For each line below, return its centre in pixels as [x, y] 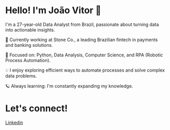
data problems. [21, 76]
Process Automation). [28, 60]
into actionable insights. [30, 29]
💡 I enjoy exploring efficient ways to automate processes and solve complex [85, 70]
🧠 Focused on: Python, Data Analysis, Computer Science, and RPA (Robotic [84, 55]
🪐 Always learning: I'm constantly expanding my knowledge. [69, 86]
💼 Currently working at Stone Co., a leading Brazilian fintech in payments [81, 40]
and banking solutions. [29, 45]
